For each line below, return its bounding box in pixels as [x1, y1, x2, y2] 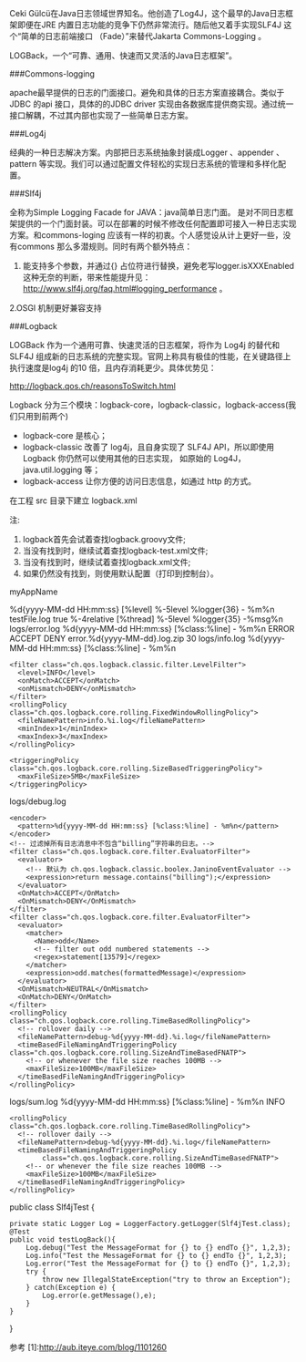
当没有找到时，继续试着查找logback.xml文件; [22, 557, 191, 567]
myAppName [9, 586, 58, 597]
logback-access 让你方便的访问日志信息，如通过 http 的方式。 [22, 476, 257, 486]
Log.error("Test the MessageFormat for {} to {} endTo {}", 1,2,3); [25, 1259, 291, 1268]
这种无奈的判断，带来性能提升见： [22, 272, 151, 283]
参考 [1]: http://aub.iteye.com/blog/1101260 [9, 1342, 167, 1352]
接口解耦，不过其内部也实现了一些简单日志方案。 [9, 110, 193, 120]
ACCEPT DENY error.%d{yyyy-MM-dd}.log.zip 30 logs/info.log [9, 633, 246, 644]
